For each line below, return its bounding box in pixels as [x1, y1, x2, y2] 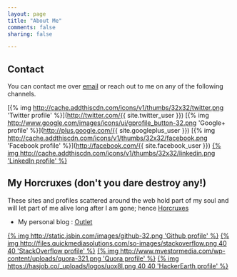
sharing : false [7, 30, 53, 38]
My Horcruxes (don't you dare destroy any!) [7, 177, 207, 189]
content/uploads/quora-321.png [7, 254, 101, 263]
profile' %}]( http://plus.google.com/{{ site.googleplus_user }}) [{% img [7, 126, 216, 135]
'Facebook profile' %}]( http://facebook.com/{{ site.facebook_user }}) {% [7, 141, 221, 150]
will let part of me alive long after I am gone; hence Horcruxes [7, 203, 189, 212]
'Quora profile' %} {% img [102, 254, 180, 263]
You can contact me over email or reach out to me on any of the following [7, 82, 223, 91]
